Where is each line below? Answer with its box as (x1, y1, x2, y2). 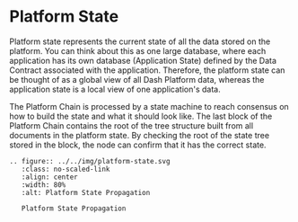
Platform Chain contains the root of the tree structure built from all (9, 120, 254, 131)
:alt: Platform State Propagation (21, 188, 151, 197)
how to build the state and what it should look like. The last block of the (9, 111, 273, 121)
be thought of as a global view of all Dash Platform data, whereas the (9, 74, 265, 84)
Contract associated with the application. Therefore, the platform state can (9, 65, 285, 75)
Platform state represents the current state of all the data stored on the (9, 36, 271, 47)
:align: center (21, 173, 78, 182)
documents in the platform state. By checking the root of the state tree (9, 129, 270, 140)
